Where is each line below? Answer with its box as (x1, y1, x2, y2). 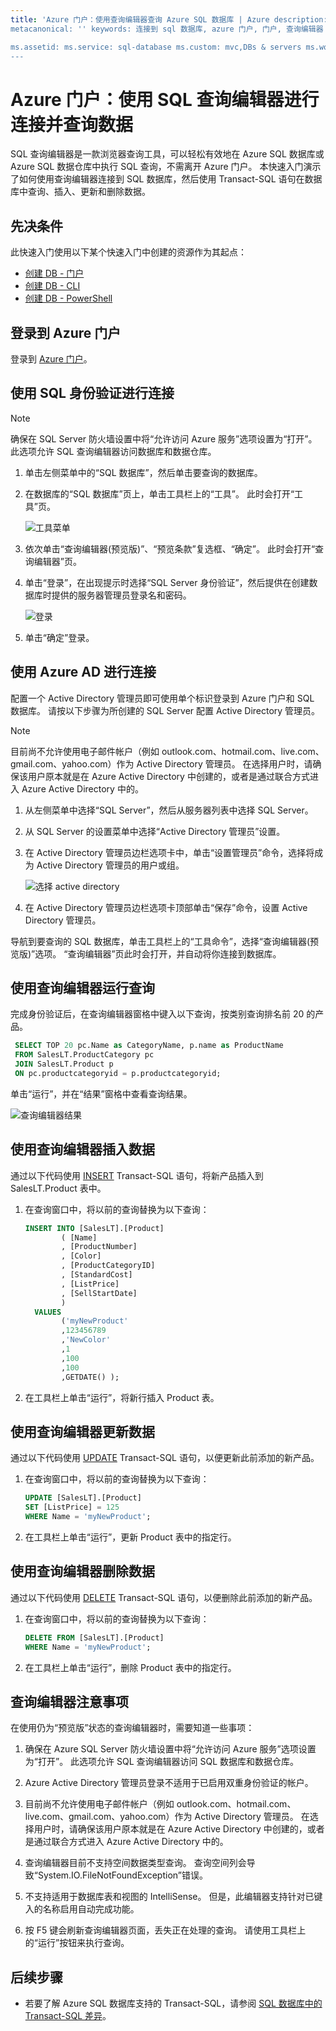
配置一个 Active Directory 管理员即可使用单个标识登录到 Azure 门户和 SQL (10, 692, 315, 704)
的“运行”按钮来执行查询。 (24, 1937, 130, 1949)
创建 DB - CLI (24, 280, 81, 292)
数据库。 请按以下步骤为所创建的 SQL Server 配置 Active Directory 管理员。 (10, 704, 321, 716)
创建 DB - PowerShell (24, 292, 113, 305)
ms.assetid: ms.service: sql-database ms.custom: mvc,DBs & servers (10, 42, 302, 52)
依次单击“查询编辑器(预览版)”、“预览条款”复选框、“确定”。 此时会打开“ (24, 542, 316, 555)
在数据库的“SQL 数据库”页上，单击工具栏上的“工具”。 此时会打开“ (24, 487, 295, 500)
